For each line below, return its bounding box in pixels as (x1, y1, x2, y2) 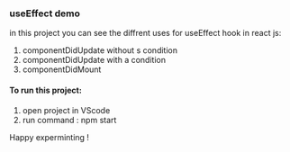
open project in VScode (22, 104, 111, 115)
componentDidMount (22, 64, 102, 75)
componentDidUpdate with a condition (22, 55, 167, 66)
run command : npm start (22, 114, 117, 125)
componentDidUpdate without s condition (22, 45, 178, 56)
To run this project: (9, 85, 83, 95)
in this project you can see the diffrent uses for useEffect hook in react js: (9, 28, 282, 39)
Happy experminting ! (9, 131, 90, 142)
